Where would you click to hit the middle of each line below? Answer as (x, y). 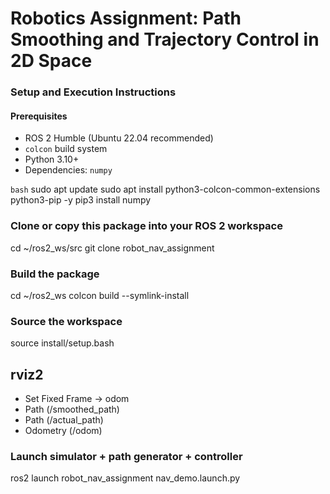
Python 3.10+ (52, 159)
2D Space (51, 61)
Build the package (55, 274)
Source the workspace (66, 321)
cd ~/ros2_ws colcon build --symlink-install (100, 295)
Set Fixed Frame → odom (77, 399)
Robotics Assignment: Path (126, 18)
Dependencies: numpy (68, 170)
